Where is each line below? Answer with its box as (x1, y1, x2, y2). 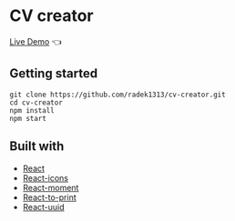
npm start (9, 114, 47, 123)
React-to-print (22, 192, 77, 203)
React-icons (22, 172, 68, 183)
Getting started (9, 65, 98, 82)
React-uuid (22, 201, 66, 212)
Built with (9, 138, 65, 155)
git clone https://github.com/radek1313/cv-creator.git (9, 90, 226, 99)
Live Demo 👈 (9, 35, 62, 46)
